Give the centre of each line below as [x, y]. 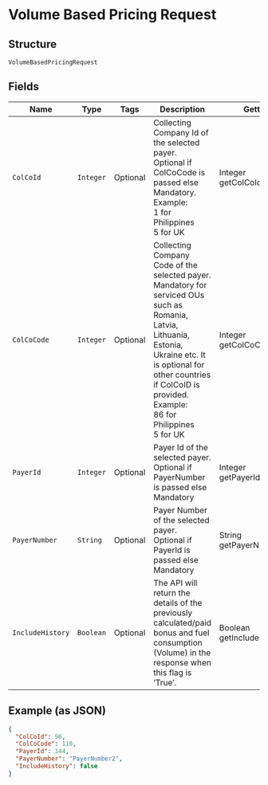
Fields [24, 86]
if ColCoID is [176, 384]
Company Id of [181, 132]
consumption [177, 642]
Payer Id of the [181, 447]
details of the [177, 602]
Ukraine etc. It [179, 355]
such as [168, 304]
